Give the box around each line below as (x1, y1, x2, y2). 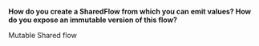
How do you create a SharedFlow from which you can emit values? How (8, 7, 251, 16)
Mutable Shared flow (8, 31, 78, 40)
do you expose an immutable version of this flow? (8, 15, 178, 25)
